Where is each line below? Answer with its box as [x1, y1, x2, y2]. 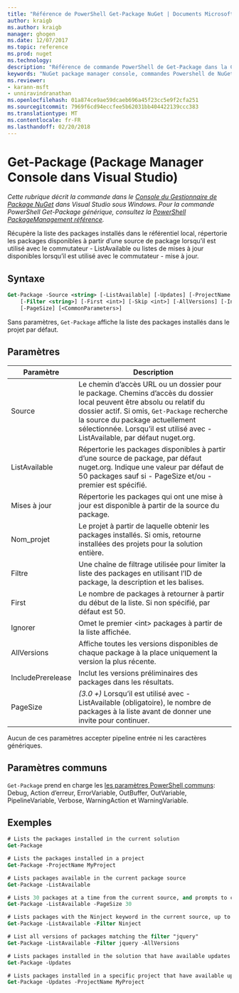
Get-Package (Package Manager [7, 154, 204, 170]
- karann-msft [7, 83, 50, 91]
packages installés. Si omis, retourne [78, 529, 201, 539]
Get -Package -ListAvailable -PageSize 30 [7, 900, 132, 908]
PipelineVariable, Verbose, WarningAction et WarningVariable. [7, 796, 188, 805]
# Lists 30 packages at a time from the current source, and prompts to [7, 894, 228, 901]
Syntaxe [7, 273, 45, 285]
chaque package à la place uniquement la [78, 647, 218, 657]
